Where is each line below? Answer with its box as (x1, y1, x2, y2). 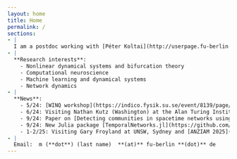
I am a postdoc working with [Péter (13, 43, 121, 50)
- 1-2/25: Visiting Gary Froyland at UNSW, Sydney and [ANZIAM (20, 128, 210, 135)
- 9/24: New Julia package (20, 121, 99, 129)
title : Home (7, 17, 42, 24)
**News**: (13, 96, 42, 103)
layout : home (7, 10, 46, 18)
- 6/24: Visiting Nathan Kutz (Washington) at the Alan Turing (20, 108, 210, 115)
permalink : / (7, 23, 46, 30)
